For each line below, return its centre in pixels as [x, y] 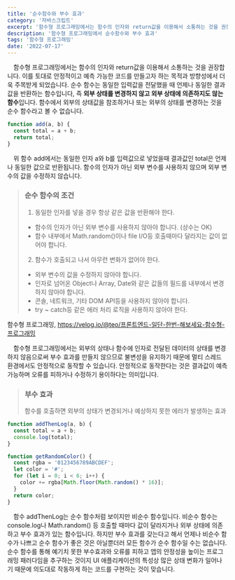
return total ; [34, 137]
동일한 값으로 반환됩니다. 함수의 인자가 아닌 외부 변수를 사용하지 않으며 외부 [117, 167]
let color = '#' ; [39, 470]
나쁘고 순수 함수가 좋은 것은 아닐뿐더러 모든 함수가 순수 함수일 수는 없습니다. [123, 542]
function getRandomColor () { [50, 457]
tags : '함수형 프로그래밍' [41, 40]
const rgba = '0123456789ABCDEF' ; [64, 463]
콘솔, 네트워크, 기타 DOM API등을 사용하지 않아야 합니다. [112, 301]
